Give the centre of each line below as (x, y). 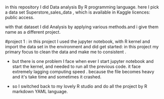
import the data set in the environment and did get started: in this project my (82, 47)
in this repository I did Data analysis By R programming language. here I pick (82, 7)
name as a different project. (33, 32)
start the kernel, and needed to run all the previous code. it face (76, 66)
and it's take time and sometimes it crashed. (57, 77)
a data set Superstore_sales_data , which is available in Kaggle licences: (78, 12)
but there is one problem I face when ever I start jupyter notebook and (83, 61)
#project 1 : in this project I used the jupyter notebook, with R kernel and (78, 41)
